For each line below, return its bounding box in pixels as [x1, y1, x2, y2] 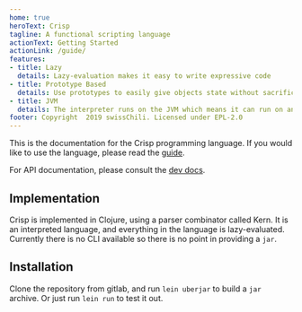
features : [9, 55, 47, 64]
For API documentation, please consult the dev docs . [9, 165, 206, 176]
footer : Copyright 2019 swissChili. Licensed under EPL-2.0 [9, 113, 244, 122]
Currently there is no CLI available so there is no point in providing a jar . [9, 233, 277, 244]
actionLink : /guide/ [9, 47, 87, 56]
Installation [9, 259, 74, 274]
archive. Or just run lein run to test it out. [9, 292, 164, 303]
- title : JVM [9, 96, 58, 106]
